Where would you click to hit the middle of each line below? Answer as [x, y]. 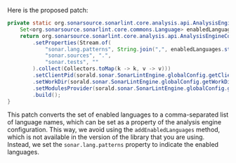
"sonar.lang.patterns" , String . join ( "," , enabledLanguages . [135, 49]
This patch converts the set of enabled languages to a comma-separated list [118, 115]
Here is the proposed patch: [48, 10]
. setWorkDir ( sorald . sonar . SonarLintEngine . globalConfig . [117, 81]
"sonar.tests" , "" [72, 63]
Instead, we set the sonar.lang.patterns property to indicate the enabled [113, 145]
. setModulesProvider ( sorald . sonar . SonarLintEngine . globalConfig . [130, 88]
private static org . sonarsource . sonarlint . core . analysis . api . [100, 23]
